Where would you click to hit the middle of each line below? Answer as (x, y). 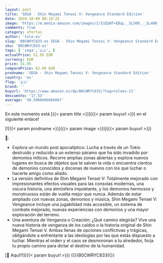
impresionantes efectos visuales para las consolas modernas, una (78, 184)
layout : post (18, 9)
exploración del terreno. (36, 215)
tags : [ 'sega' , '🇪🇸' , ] (30, 50)
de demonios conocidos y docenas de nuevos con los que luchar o (79, 168)
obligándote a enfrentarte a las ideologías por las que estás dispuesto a (83, 235)
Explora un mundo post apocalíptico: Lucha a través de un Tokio (76, 148)
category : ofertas (24, 32)
